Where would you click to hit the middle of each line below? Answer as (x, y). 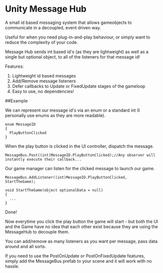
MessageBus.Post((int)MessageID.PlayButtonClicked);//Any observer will (80, 155)
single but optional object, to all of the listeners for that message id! (72, 57)
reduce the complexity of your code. (42, 42)
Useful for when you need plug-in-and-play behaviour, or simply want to (78, 37)
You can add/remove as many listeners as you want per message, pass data (81, 241)
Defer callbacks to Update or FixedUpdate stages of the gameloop (79, 86)
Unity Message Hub (46, 9)
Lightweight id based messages (44, 76)
